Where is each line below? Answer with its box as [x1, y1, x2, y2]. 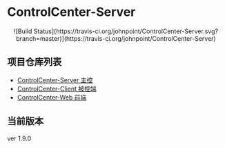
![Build [13, 27, 32, 35]
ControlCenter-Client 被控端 [17, 84, 97, 93]
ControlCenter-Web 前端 [17, 93, 87, 101]
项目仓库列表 [7, 56, 62, 68]
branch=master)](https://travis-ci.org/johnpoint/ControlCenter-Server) [16, 34, 216, 42]
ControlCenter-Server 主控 [17, 75, 93, 84]
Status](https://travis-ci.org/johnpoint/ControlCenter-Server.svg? [33, 27, 219, 35]
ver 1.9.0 [7, 134, 32, 142]
